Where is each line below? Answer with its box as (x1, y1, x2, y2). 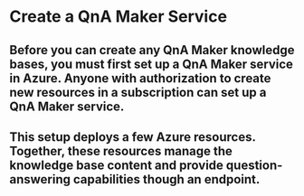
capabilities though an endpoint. (72, 172, 261, 187)
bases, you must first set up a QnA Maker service (9, 56, 294, 71)
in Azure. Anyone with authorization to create (9, 70, 271, 86)
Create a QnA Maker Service (9, 6, 228, 27)
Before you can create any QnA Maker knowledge (9, 42, 295, 58)
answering (9, 172, 71, 187)
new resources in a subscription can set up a (9, 84, 267, 100)
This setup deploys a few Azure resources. (9, 129, 256, 145)
